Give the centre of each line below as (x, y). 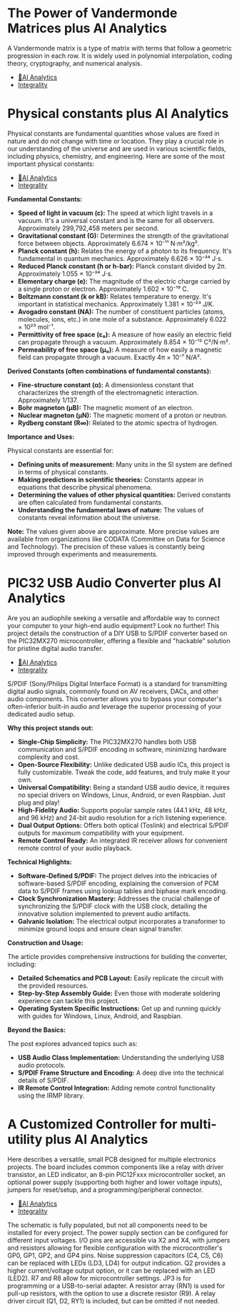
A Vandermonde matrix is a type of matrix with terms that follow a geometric (119, 48)
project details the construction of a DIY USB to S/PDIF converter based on (117, 633)
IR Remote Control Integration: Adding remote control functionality (116, 1088)
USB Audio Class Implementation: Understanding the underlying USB (121, 1057)
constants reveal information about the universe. (89, 517)
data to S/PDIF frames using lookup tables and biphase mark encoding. (122, 890)
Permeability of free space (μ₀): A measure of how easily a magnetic (120, 349)
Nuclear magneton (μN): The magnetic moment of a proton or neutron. (123, 415)
